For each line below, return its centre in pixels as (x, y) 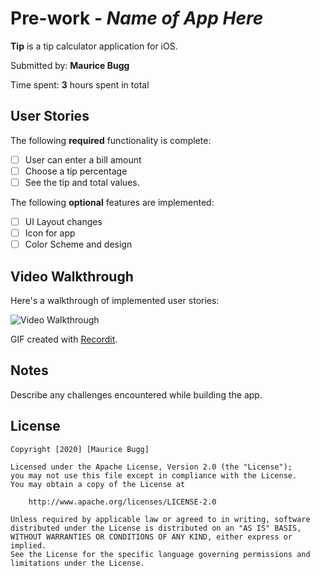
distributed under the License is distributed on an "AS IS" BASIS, (156, 528)
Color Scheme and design (78, 244)
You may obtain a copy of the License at (98, 484)
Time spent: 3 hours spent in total (80, 84)
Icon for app (50, 233)
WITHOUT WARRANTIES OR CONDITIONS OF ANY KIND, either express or (151, 537)
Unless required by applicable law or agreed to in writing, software (160, 519)
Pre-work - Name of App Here (137, 18)
